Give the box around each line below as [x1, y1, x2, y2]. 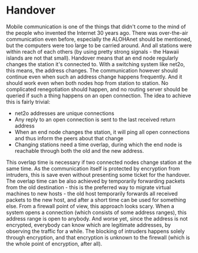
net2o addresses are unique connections [14, 110, 115, 117]
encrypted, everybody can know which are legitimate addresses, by [6, 221, 171, 228]
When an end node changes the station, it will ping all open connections [14, 128, 190, 136]
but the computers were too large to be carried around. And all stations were [6, 42, 192, 49]
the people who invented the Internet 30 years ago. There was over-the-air [6, 29, 189, 36]
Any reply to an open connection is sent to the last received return [14, 116, 176, 123]
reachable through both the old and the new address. [14, 147, 144, 154]
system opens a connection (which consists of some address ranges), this [6, 209, 187, 216]
